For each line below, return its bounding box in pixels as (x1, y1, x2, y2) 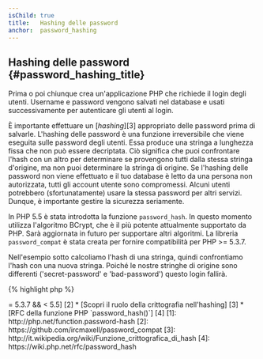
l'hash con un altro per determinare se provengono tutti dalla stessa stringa (8, 155, 253, 164)
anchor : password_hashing (8, 26, 97, 34)
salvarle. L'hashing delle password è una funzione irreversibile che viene (8, 130, 245, 139)
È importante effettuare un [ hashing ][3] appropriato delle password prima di (8, 121, 256, 130)
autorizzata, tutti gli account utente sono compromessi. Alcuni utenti (8, 179, 231, 190)
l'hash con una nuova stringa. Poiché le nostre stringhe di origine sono (8, 261, 239, 270)
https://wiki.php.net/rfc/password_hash (8, 342, 137, 352)
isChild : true (8, 11, 55, 20)
